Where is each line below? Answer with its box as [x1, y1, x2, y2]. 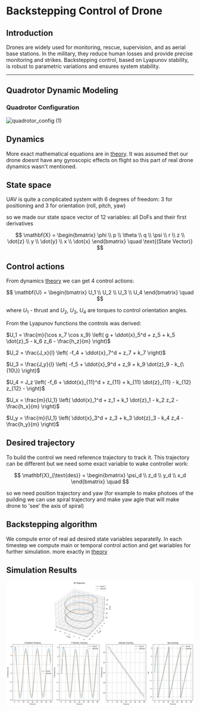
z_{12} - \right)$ [6, 384, 45, 392]
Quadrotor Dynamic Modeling [6, 85, 118, 96]
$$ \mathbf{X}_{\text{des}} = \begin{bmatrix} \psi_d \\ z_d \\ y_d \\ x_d [14, 471, 186, 479]
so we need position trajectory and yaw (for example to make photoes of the [6, 489, 194, 496]
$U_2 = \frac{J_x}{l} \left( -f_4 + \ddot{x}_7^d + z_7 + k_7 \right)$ [6, 349, 166, 356]
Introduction [6, 28, 54, 38]
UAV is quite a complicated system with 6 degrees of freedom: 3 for [6, 195, 173, 203]
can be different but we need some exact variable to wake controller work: [6, 460, 189, 467]
